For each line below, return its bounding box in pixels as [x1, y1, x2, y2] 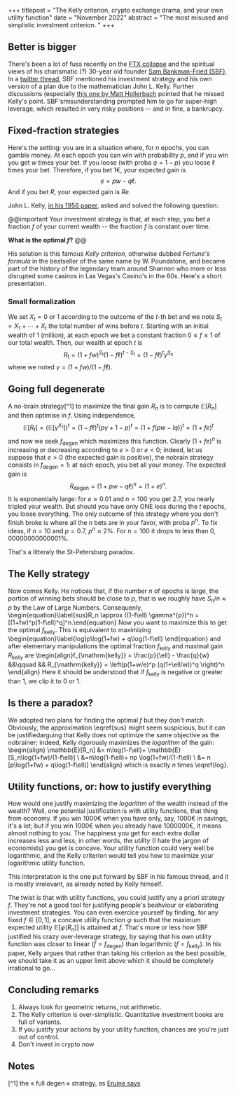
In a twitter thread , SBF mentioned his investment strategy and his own [8, 74, 212, 83]
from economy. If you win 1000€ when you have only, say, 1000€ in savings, [8, 814, 228, 823]
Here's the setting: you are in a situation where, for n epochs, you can [8, 143, 209, 151]
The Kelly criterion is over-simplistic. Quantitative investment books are [18, 1010, 224, 1018]
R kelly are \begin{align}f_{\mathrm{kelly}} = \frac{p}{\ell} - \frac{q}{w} [8, 651, 210, 662]
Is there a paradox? [8, 697, 94, 709]
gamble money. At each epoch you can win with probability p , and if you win [8, 151, 228, 159]
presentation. [8, 279, 46, 287]
